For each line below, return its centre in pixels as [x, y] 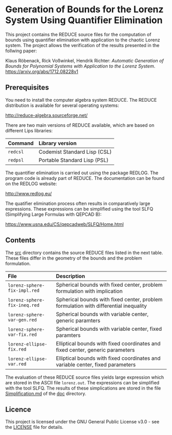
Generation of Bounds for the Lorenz [84, 9]
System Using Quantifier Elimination [84, 20]
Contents [20, 241]
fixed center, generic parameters [95, 350]
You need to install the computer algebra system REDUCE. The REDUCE [81, 100]
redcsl [16, 152]
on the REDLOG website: [31, 184]
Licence [18, 409]
